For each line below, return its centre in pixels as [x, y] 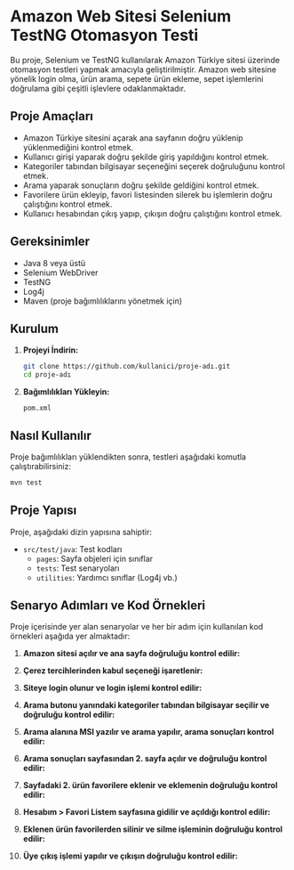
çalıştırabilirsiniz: [41, 466]
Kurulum [35, 328]
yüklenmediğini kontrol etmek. [78, 147]
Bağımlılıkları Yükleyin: [66, 392]
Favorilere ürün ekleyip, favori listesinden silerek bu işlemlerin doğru [148, 194]
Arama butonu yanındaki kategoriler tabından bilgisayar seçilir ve [146, 705]
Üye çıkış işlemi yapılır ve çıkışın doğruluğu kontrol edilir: [130, 856]
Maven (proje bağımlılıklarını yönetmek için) [103, 301]
